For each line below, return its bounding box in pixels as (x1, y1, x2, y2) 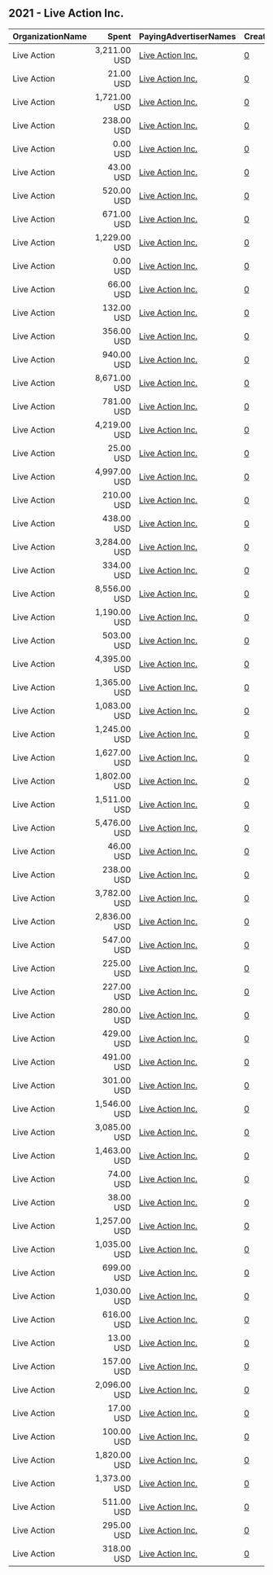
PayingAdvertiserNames (139, 30, 236, 42)
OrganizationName (12, 30, 88, 42)
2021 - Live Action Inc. (8, 7, 124, 20)
